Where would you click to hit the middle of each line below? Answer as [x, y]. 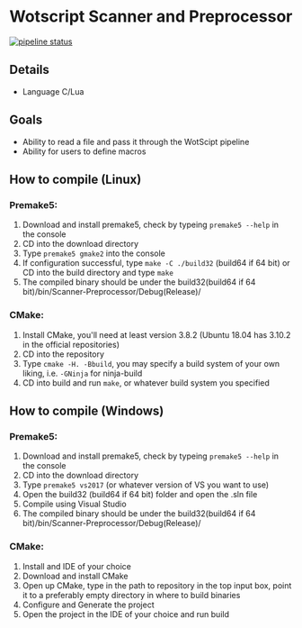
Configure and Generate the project [88, 605]
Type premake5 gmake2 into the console [94, 253]
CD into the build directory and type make [98, 273]
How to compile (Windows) [87, 410]
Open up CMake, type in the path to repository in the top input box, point [157, 585]
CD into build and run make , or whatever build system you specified [146, 382]
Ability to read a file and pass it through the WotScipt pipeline [136, 141]
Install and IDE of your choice [77, 566]
